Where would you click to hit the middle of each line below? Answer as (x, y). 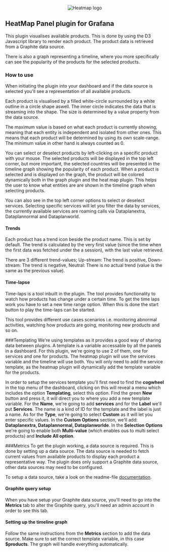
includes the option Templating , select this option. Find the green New (79, 393)
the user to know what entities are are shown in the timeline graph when (80, 185)
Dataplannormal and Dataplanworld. (43, 217)
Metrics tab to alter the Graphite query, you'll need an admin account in (80, 505)
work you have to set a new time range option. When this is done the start (82, 304)
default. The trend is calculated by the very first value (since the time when (83, 245)
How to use (19, 75)
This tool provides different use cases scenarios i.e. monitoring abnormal (81, 319)
